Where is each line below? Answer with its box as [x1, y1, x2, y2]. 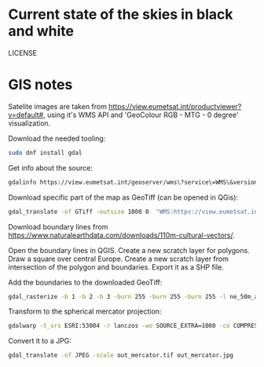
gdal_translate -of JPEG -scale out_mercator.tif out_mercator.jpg [8, 351, 234, 359]
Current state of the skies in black [8, 6, 233, 24]
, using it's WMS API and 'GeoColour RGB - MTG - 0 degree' [42, 110, 239, 119]
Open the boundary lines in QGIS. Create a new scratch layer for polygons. [8, 245, 250, 255]
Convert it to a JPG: [8, 336, 72, 346]
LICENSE [8, 48, 38, 57]
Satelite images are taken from [8, 101, 108, 111]
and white [8, 22, 75, 40]
